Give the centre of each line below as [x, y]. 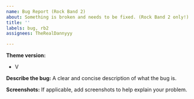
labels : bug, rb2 [28, 28]
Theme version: [26, 55]
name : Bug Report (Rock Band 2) [46, 11]
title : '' [18, 22]
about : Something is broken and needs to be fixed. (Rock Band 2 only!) [98, 17]
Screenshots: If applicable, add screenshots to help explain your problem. [97, 90]
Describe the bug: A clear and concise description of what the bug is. [91, 78]
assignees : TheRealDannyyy [39, 34]
